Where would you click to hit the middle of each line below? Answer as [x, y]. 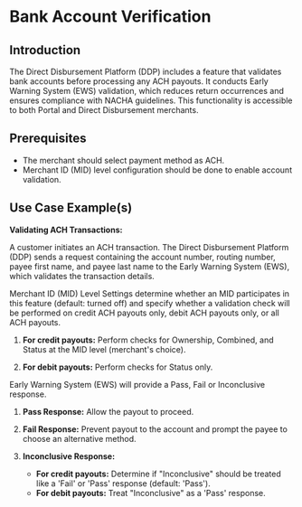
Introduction [45, 50]
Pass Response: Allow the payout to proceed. [108, 411]
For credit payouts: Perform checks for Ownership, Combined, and [148, 340]
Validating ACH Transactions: [66, 230]
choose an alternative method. [80, 438]
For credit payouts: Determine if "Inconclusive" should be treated [159, 474]
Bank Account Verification [110, 17]
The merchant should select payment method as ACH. [123, 160]
